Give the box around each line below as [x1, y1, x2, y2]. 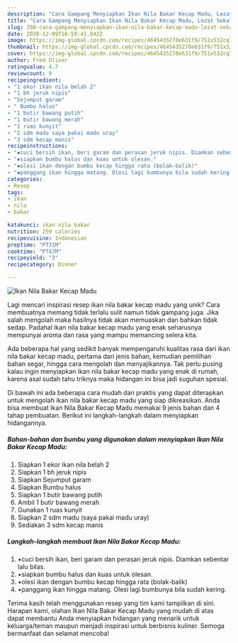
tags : [7, 189, 23, 196]
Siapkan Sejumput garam [17, 475, 91, 484]
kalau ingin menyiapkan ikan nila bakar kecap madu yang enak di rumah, [7, 367, 220, 375]
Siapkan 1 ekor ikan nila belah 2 [17, 460, 110, 469]
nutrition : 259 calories [7, 228, 81, 235]
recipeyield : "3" [7, 254, 59, 261]
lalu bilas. [17, 562, 46, 571]
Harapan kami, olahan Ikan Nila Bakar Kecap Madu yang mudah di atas [7, 606, 214, 615]
